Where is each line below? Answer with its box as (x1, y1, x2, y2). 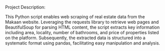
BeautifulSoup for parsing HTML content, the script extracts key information (5, 24, 160, 30)
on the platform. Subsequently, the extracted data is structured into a (5, 35, 146, 41)
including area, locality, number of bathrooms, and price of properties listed (5, 30, 159, 35)
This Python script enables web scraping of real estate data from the (5, 14, 145, 19)
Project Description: (5, 4, 46, 10)
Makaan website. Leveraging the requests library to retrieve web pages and (5, 19, 159, 25)
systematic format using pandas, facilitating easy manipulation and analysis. (5, 40, 161, 46)
